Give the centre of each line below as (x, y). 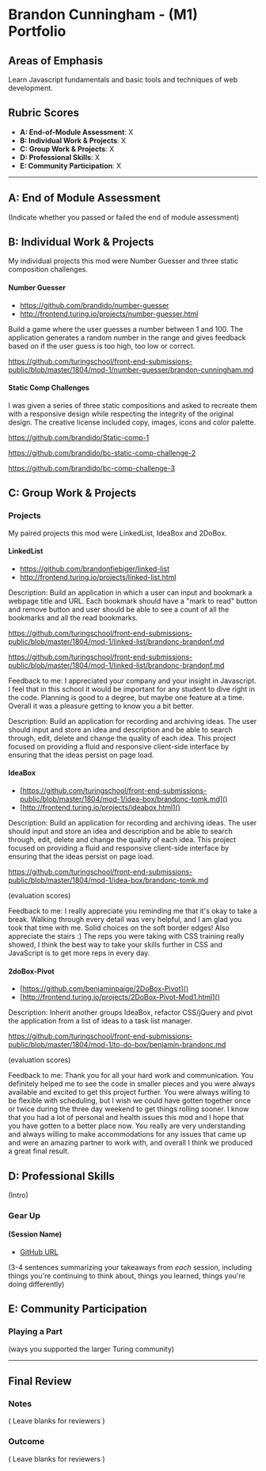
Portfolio (37, 31)
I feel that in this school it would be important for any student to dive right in (132, 689)
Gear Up (25, 1215)
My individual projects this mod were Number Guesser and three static (123, 261)
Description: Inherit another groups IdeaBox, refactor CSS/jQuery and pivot (131, 1012)
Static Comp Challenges (49, 388)
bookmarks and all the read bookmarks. (73, 617)
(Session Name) (35, 1234)
